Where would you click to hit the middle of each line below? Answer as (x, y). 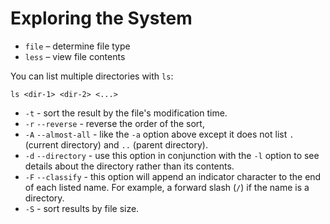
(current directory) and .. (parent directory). (116, 144)
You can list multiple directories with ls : (92, 76)
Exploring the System (101, 18)
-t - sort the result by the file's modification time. (126, 113)
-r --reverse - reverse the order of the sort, (114, 123)
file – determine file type (77, 46)
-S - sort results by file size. (82, 208)
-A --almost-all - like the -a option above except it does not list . (159, 134)
